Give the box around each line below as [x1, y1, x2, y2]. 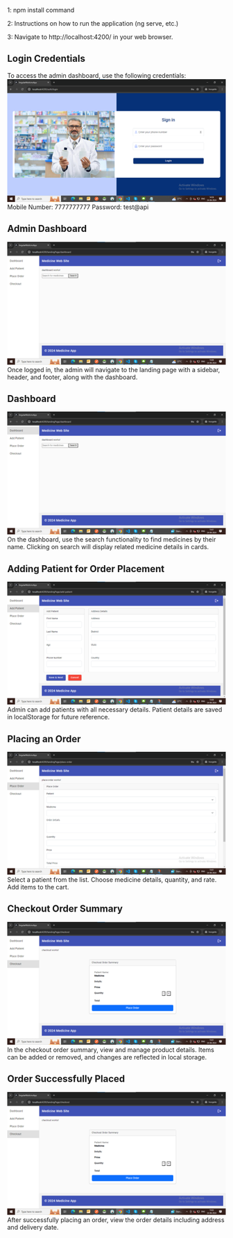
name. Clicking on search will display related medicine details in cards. [7, 543, 209, 551]
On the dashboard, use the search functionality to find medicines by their [7, 535, 216, 544]
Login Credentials [7, 53, 85, 65]
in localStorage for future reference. [7, 713, 110, 721]
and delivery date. [7, 1223, 59, 1231]
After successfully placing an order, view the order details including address [7, 1215, 225, 1224]
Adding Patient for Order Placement [7, 562, 165, 575]
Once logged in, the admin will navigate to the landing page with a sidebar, [7, 365, 221, 374]
